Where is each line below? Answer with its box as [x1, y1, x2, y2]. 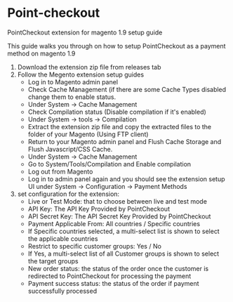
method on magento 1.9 [7, 49, 76, 58]
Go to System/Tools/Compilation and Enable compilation [27, 159, 192, 168]
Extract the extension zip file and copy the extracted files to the [27, 122, 212, 131]
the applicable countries [27, 234, 98, 243]
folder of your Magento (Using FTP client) [27, 130, 149, 138]
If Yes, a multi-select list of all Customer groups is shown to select [27, 249, 220, 258]
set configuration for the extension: [17, 190, 120, 198]
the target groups [27, 256, 79, 265]
